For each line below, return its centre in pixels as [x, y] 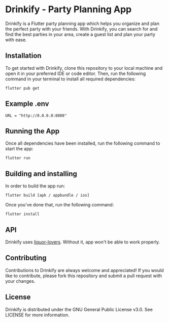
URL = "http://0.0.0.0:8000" [36, 116]
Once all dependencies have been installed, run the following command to [83, 143]
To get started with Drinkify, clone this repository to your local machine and [84, 68]
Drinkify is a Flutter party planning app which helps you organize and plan [82, 23]
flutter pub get [22, 88]
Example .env [27, 104]
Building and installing [41, 173]
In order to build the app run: [35, 186]
